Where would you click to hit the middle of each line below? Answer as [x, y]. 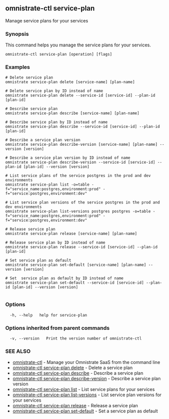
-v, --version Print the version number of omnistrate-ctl [76, 338]
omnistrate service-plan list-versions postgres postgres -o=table [78, 212]
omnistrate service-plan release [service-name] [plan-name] [71, 234]
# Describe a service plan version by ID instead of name [68, 158]
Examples [18, 67]
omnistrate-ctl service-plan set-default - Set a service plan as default [85, 411]
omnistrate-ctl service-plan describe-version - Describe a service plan [87, 379]
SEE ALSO [18, 351]
